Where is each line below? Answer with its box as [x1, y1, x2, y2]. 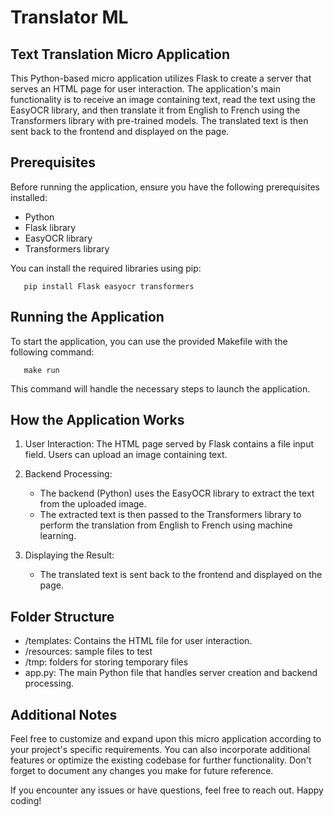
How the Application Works [10, 412, 185, 429]
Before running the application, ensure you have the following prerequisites [10, 181, 321, 193]
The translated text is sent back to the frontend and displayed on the [39, 569, 323, 581]
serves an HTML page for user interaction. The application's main [10, 83, 281, 95]
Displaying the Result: [24, 549, 115, 561]
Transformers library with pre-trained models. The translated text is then [10, 115, 309, 126]
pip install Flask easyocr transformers [23, 281, 195, 291]
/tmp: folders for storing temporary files [24, 656, 189, 668]
